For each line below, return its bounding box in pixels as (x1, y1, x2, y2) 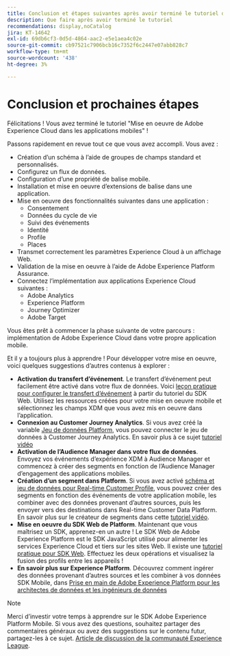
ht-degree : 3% (7, 61, 48, 68)
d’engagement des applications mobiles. (16, 469, 131, 477)
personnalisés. (16, 160, 59, 168)
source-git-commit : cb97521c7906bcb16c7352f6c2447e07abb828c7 (7, 42, 188, 49)
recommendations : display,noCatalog (7, 23, 112, 29)
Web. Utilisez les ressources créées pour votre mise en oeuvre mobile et (16, 396, 222, 405)
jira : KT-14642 (7, 29, 51, 36)
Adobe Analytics (27, 291, 74, 299)
